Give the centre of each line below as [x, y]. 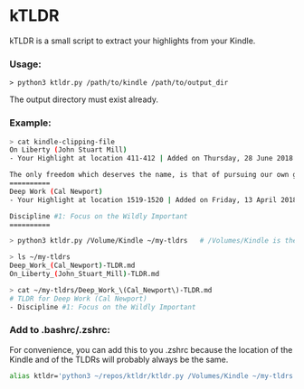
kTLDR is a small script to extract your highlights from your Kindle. [133, 41]
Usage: [26, 64]
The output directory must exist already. [84, 99]
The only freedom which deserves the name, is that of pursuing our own [149, 175]
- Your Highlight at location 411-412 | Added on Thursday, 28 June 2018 [152, 159]
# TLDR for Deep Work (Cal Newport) [78, 299]
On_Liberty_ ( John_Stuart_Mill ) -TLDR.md [85, 274]
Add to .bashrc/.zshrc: [60, 330]
